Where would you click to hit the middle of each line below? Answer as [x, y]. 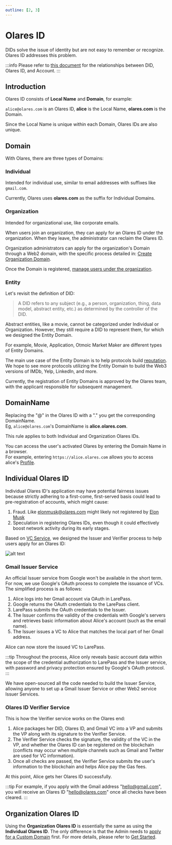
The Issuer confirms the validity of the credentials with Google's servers [89, 615]
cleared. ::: [17, 798]
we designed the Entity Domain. [39, 335]
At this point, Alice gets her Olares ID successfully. [59, 777]
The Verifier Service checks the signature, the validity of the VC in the [87, 739]
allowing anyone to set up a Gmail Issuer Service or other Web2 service [81, 689]
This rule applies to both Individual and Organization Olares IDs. [73, 436]
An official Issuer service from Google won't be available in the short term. [84, 578]
